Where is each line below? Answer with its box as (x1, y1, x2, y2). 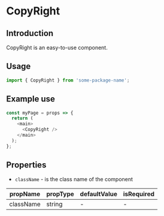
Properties (6, 160, 47, 170)
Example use (6, 94, 56, 104)
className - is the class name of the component (14, 176, 133, 183)
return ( (11, 115, 34, 121)
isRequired (123, 190, 154, 199)
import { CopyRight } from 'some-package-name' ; (6, 77, 130, 83)
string (46, 200, 63, 208)
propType (46, 190, 75, 199)
